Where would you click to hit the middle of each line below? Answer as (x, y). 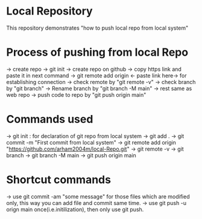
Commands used (50, 119)
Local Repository (49, 11)
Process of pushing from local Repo (97, 52)
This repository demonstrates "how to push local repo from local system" (97, 28)
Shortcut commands (59, 180)
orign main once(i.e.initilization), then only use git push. (75, 209)
